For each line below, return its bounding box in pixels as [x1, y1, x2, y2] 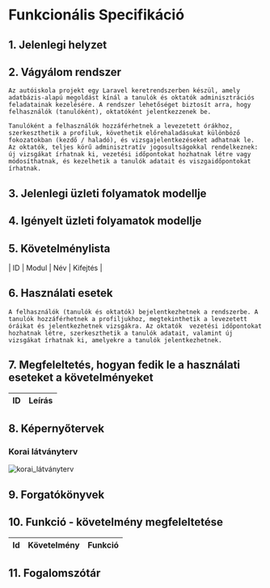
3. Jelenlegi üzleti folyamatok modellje [8, 186, 207, 200]
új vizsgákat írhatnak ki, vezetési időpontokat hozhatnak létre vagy [8, 150, 251, 159]
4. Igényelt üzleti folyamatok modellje [8, 214, 202, 228]
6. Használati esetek [8, 286, 113, 300]
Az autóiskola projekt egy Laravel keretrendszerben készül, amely [8, 87, 241, 95]
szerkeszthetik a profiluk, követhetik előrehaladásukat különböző [8, 129, 241, 137]
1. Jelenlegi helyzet [8, 38, 108, 52]
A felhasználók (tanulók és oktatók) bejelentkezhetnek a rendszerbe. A [8, 307, 259, 316]
